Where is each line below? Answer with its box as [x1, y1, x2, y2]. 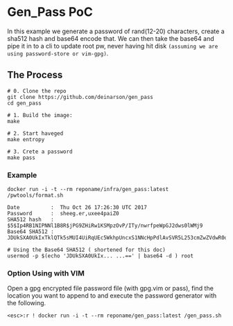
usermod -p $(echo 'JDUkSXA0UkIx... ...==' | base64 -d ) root [7, 253, 194, 260]
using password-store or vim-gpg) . [7, 49, 109, 57]
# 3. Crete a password [7, 148, 73, 155]
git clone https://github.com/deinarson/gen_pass [7, 93, 154, 100]
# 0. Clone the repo [7, 87, 67, 94]
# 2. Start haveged [7, 129, 64, 137]
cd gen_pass [7, 100, 42, 107]
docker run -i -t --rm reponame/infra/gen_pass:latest [7, 186, 169, 193]
